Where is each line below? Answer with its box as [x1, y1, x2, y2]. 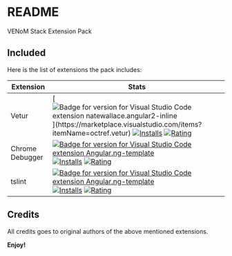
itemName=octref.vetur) [52, 128, 131, 138]
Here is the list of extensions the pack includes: [7, 65, 142, 73]
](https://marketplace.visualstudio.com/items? [52, 119, 202, 129]
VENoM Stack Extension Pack [7, 27, 92, 35]
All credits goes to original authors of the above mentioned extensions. [7, 227, 209, 235]
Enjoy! [7, 240, 26, 249]
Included [7, 47, 46, 59]
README [7, 4, 59, 20]
